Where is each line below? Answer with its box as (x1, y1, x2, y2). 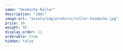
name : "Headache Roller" (5, 7, 55, 12)
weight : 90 (5, 25, 27, 30)
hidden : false (5, 39, 34, 44)
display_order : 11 (5, 30, 42, 34)
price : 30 (5, 20, 25, 26)
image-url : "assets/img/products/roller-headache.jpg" (5, 16, 119, 21)
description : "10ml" (5, 12, 47, 17)
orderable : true (5, 34, 38, 39)
